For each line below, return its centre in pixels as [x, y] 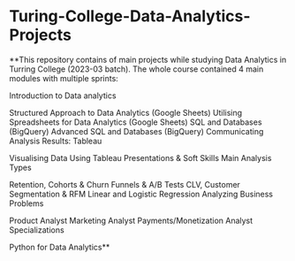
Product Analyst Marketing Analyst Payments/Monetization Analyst [131, 220]
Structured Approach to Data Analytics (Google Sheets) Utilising [126, 112]
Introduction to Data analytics [63, 96]
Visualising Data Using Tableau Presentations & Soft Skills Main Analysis [140, 157]
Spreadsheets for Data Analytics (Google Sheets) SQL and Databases [136, 122]
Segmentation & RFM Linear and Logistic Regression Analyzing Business [141, 194]
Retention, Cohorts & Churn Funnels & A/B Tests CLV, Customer [125, 184]
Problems [26, 203]
